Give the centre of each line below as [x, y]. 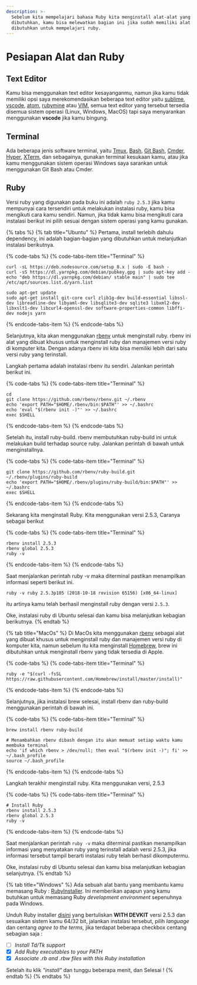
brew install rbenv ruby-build [44, 730]
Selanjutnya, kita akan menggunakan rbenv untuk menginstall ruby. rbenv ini [98, 336]
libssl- [178, 298]
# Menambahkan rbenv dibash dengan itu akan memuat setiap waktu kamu [94, 740]
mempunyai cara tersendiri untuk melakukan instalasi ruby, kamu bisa [91, 208]
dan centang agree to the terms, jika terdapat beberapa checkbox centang [96, 927]
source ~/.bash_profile [35, 761]
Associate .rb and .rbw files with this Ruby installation [80, 958]
